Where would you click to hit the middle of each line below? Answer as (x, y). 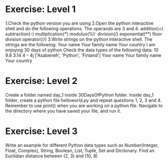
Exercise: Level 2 (41, 81)
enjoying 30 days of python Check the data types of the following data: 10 (82, 50)
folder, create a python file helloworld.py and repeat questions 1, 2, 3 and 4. (83, 100)
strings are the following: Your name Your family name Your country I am (80, 44)
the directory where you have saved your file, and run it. (63, 111)
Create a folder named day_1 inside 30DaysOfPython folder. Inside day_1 (79, 95)
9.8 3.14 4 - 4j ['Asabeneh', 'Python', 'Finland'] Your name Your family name (83, 55)
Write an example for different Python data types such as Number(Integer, (82, 145)
